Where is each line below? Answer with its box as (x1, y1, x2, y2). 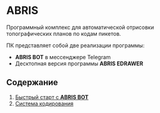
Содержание (6, 77, 59, 88)
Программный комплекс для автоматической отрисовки (6, 24, 155, 31)
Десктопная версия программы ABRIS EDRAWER (15, 60, 144, 67)
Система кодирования (15, 100, 74, 107)
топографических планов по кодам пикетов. (6, 30, 121, 37)
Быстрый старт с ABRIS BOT (15, 93, 89, 100)
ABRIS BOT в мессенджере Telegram (15, 53, 111, 60)
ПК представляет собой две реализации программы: (6, 42, 145, 49)
